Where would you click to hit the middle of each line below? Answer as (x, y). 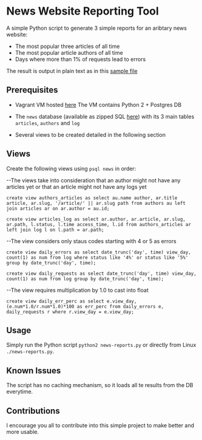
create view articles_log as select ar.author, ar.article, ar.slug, (96, 219)
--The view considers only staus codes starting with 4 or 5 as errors (92, 241)
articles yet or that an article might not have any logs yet (76, 187)
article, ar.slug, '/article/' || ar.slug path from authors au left (96, 203)
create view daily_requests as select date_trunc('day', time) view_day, (102, 273)
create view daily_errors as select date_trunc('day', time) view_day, (99, 252)
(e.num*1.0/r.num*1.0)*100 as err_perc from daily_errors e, (85, 306)
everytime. (20, 392)
